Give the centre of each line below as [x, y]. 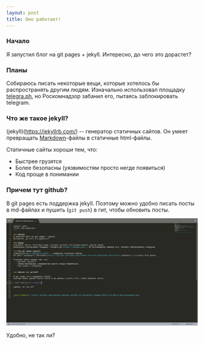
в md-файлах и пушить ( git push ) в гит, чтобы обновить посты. [88, 210]
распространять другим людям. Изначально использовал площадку [96, 90]
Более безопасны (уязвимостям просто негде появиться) [90, 168]
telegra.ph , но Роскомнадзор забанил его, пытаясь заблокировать [92, 96]
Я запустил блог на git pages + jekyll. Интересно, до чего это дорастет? [99, 54]
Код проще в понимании [47, 174]
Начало [18, 41]
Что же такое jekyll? [37, 118]
